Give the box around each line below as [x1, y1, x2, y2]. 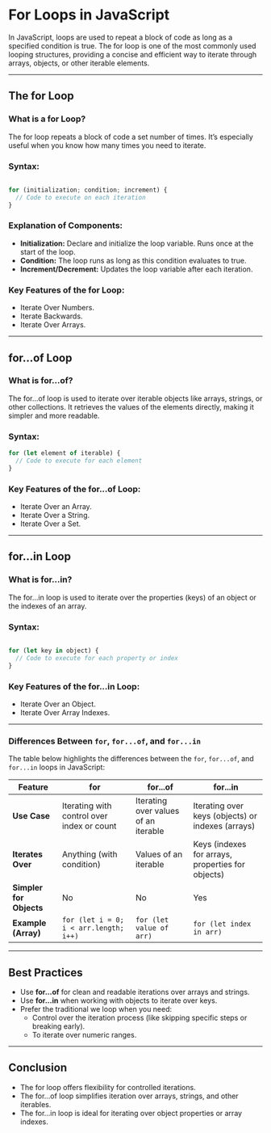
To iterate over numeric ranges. [31, 1030, 137, 1040]
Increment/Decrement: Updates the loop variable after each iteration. [19, 264, 253, 274]
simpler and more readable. [8, 411, 100, 420]
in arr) [193, 928, 223, 937]
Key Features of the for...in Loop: [8, 680, 140, 692]
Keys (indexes [193, 839, 247, 850]
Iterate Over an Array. [19, 502, 93, 512]
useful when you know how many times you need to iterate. [8, 140, 206, 150]
